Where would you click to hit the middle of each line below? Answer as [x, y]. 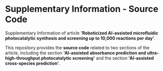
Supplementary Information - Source [82, 9]
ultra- [153, 53]
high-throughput [23, 58]
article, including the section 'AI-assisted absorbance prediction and [76, 53]
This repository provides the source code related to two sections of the [77, 47]
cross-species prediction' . [33, 63]
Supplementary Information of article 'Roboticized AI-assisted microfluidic [82, 33]
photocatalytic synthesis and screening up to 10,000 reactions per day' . [80, 38]
